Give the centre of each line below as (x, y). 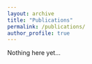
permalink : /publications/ (46, 26)
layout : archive (31, 14)
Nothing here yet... (34, 53)
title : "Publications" (40, 20)
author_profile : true (39, 33)
